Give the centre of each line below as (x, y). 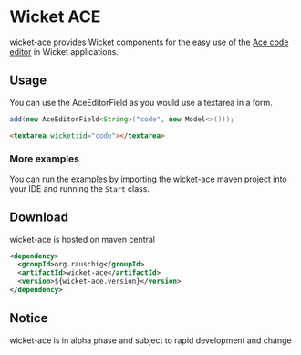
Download (39, 218)
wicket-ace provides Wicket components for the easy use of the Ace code (149, 42)
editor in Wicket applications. (64, 51)
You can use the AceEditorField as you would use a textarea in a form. (141, 102)
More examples (45, 159)
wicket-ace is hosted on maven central (83, 239)
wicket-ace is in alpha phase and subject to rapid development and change (150, 340)
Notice (29, 318)
